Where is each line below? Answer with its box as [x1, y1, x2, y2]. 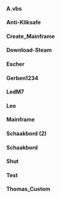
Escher [6, 60, 25, 67]
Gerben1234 [6, 74, 38, 81]
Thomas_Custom [6, 185, 51, 193]
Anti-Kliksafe [6, 19, 41, 26]
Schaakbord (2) [6, 129, 47, 137]
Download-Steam [6, 46, 52, 54]
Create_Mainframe [6, 32, 55, 39]
